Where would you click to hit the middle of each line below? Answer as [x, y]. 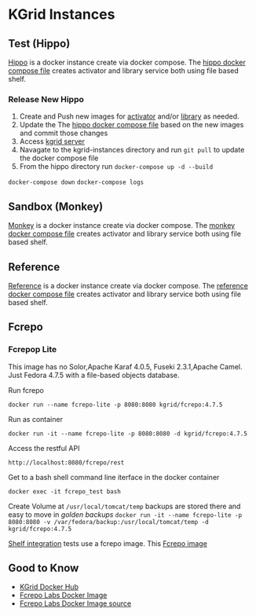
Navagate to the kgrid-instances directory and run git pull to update [132, 150]
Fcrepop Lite [33, 350]
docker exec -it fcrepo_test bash [65, 491]
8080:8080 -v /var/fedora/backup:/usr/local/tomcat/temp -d [109, 522]
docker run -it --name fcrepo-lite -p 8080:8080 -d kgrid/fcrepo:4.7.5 [128, 434]
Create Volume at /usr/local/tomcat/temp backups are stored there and [124, 506]
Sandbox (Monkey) [56, 206]
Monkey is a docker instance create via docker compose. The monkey [122, 225]
